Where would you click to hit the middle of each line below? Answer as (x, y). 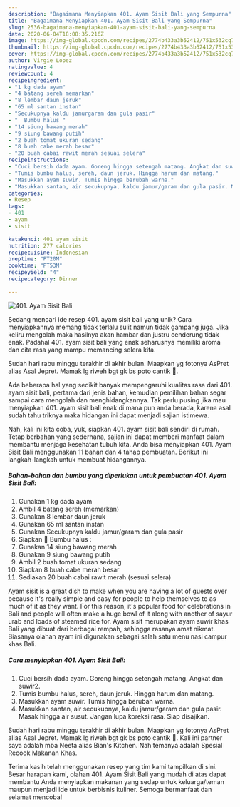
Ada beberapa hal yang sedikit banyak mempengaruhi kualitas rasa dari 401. (120, 385)
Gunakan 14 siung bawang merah (67, 547)
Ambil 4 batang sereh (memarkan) (69, 509)
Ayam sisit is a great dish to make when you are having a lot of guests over (118, 591)
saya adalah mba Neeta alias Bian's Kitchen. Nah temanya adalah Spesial (115, 745)
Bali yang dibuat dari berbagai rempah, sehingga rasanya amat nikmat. (112, 629)
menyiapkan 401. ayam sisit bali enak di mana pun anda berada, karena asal (119, 407)
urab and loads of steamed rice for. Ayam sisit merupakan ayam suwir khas (118, 621)
